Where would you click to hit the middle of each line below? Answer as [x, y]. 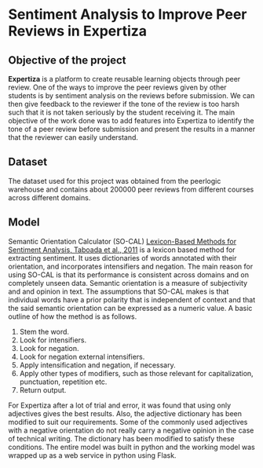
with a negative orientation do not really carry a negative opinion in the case [131, 430]
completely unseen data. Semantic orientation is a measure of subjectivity [128, 283]
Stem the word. [44, 331]
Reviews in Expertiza [78, 31]
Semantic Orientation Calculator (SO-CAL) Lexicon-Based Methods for [122, 241]
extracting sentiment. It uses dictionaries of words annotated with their [122, 258]
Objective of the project [67, 60]
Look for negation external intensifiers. [82, 356]
